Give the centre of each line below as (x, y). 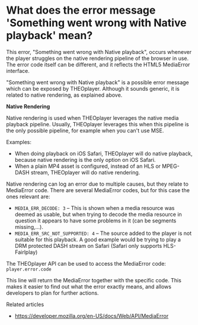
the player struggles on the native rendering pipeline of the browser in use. (98, 58)
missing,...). (29, 227)
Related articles (25, 304)
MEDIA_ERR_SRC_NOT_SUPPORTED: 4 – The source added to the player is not (103, 233)
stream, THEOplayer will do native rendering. (85, 172)
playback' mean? (49, 36)
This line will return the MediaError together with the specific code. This (94, 280)
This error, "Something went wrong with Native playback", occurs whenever (99, 52)
